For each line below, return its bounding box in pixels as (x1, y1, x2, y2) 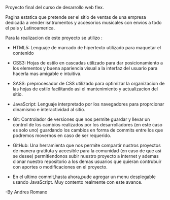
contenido (12, 50, 34, 56)
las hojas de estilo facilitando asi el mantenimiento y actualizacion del (12, 86, 158, 92)
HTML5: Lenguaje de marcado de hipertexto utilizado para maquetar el (12, 45, 161, 50)
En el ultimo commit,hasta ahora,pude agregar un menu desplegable (12, 174, 156, 180)
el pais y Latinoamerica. (5, 25, 55, 31)
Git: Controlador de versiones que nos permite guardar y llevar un (12, 116, 150, 122)
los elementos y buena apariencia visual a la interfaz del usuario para (12, 65, 158, 71)
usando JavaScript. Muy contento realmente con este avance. (12, 179, 143, 185)
